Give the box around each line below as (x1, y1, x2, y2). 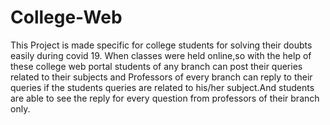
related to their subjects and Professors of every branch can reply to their (10, 71, 313, 83)
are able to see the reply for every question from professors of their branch (10, 92, 320, 104)
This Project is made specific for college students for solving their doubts (10, 39, 313, 51)
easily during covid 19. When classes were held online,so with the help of (10, 49, 312, 61)
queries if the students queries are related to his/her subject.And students (10, 81, 315, 93)
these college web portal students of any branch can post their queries (10, 60, 303, 72)
